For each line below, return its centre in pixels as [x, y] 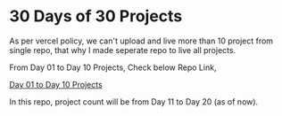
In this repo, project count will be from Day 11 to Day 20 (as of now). [134, 101]
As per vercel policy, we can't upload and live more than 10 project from [141, 41]
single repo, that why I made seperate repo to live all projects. [123, 50]
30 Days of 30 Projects [96, 16]
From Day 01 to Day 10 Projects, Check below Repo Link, [113, 67]
